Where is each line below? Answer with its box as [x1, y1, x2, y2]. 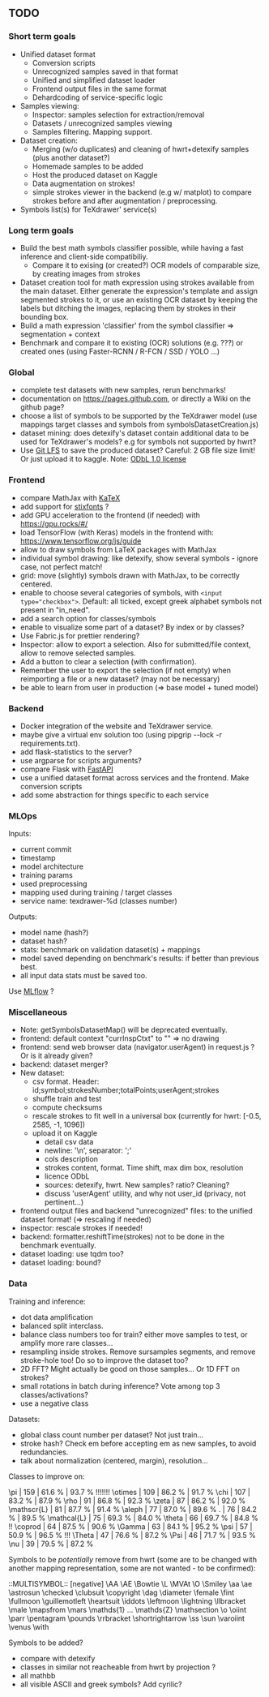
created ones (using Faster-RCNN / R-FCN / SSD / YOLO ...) [19, 346, 220, 356]
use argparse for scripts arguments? [19, 755, 142, 765]
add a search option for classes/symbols [19, 613, 156, 623]
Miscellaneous [8, 1007, 67, 1018]
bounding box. [19, 311, 69, 321]
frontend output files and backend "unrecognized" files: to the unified [19, 1206, 253, 1216]
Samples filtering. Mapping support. [32, 127, 152, 136]
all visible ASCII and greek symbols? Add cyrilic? [19, 1679, 182, 1689]
